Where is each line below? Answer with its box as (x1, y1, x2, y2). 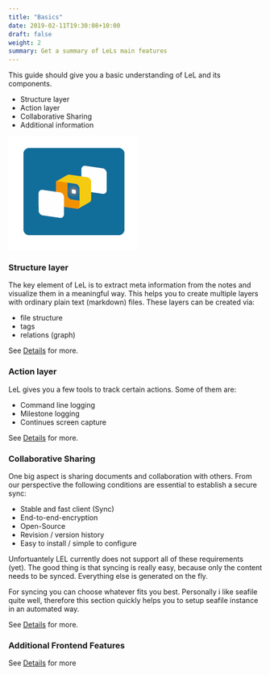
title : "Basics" (8, 13, 63, 21)
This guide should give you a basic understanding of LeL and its (8, 70, 221, 80)
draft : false (8, 30, 52, 38)
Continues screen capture (19, 417, 107, 427)
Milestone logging (19, 409, 81, 418)
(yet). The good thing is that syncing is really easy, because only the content (8, 563, 263, 572)
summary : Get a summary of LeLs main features (8, 47, 168, 56)
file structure (19, 313, 63, 323)
